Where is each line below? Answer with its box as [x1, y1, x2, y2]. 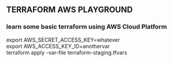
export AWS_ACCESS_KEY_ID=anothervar [6, 42, 110, 49]
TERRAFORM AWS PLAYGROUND [6, 5, 133, 15]
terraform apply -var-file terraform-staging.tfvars [6, 49, 128, 56]
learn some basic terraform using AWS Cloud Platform [6, 23, 168, 31]
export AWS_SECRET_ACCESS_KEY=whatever [6, 36, 120, 44]
